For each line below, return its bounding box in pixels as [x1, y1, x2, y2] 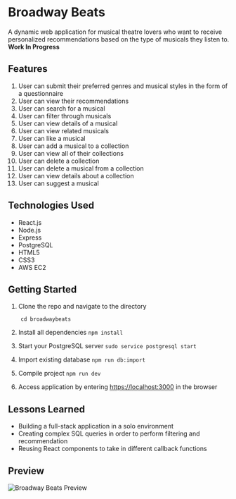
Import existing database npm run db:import [18, 355, 146, 364]
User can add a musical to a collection [18, 142, 129, 150]
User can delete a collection [18, 156, 100, 165]
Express [18, 233, 42, 242]
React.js [18, 218, 42, 226]
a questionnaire [18, 89, 64, 97]
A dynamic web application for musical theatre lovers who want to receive [8, 27, 223, 36]
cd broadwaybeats [20, 316, 72, 323]
